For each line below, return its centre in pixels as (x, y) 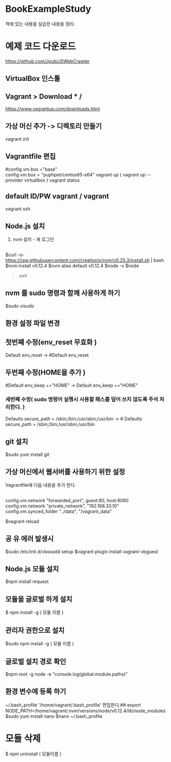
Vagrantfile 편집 (31, 157)
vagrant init (17, 139)
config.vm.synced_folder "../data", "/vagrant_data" (59, 511)
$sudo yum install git (27, 454)
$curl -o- (15, 255)
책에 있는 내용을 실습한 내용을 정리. (40, 24)
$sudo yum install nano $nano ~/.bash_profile (54, 716)
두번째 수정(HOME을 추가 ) (45, 373)
